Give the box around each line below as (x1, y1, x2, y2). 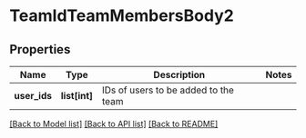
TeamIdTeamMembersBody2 (9, 5, 234, 26)
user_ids (14, 90, 53, 102)
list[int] (60, 90, 94, 102)
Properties (9, 42, 71, 57)
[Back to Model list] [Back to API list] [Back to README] (9, 119, 219, 129)
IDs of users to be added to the (101, 84, 235, 96)
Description (153, 69, 206, 81)
